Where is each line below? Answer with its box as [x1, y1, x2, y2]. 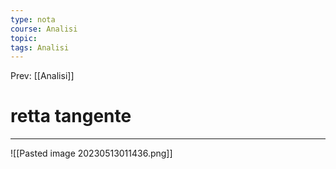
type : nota [10, 14, 56, 25]
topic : [10, 33, 38, 43]
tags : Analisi [10, 42, 70, 53]
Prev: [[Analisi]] [10, 70, 75, 82]
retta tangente [10, 105, 132, 128]
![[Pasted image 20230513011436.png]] [10, 147, 173, 160]
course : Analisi [10, 24, 78, 34]
